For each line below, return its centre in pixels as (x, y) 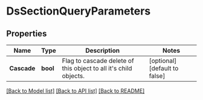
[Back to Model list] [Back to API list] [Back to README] (76, 91)
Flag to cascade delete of (98, 61)
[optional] (163, 61)
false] (157, 76)
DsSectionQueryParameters (79, 11)
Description (102, 51)
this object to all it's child (97, 68)
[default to (164, 68)
